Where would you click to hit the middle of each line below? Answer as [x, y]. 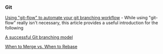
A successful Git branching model [39, 37]
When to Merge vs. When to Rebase [41, 47]
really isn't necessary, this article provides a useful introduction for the [87, 23]
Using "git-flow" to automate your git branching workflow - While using [76, 18]
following [14, 28]
